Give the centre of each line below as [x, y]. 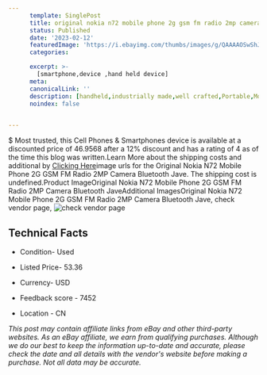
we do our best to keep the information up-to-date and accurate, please [127, 345]
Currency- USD [45, 282]
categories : [49, 52]
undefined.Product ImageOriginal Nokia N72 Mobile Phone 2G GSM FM [125, 182]
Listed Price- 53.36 [51, 267]
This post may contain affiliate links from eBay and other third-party [120, 328]
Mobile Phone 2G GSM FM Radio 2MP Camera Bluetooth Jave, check [122, 200]
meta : [38, 81]
